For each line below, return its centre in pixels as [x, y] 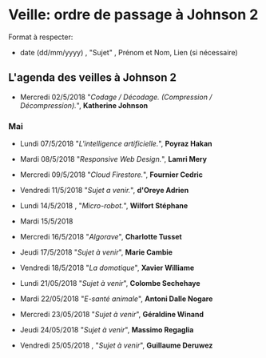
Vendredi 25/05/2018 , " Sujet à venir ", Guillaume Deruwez [116, 345]
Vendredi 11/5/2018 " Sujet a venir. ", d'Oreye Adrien [104, 191]
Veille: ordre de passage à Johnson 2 [133, 15]
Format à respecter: [41, 37]
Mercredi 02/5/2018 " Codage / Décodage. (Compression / [116, 97]
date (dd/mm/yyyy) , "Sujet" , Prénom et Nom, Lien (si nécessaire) [129, 52]
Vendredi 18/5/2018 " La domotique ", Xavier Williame [107, 268]
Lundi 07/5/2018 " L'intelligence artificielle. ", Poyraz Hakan [116, 144]
